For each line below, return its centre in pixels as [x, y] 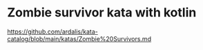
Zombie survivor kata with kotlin [102, 13]
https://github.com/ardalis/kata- [52, 32]
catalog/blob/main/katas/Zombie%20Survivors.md [79, 38]
